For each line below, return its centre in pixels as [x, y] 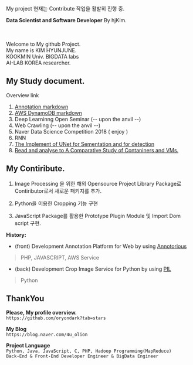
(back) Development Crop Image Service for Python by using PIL [93, 269]
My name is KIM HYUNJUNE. [41, 50]
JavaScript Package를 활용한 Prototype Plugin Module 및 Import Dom [97, 216]
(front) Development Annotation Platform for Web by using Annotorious [101, 246]
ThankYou [25, 299]
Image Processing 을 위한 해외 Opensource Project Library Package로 [98, 183]
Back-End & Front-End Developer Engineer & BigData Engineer [82, 356]
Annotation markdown [41, 107]
